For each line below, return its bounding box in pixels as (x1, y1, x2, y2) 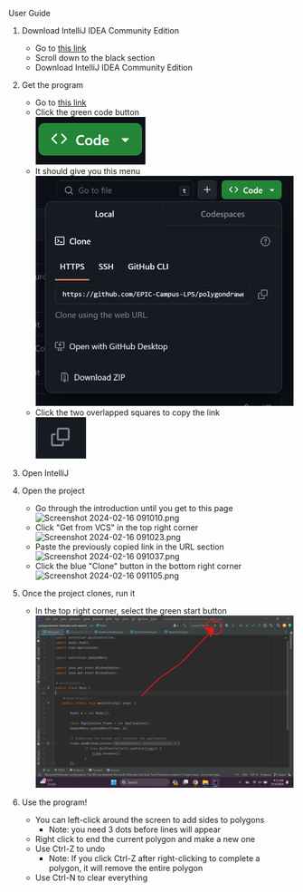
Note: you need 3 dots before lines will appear (48, 824, 222, 835)
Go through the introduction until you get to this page (34, 503, 233, 514)
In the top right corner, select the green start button (34, 606, 227, 616)
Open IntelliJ (21, 468, 70, 479)
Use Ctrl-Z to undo (34, 843, 106, 855)
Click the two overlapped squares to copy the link (34, 407, 221, 418)
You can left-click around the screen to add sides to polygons (34, 815, 265, 826)
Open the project (21, 485, 85, 497)
